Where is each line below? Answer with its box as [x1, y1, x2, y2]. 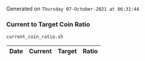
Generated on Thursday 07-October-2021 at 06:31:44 [6, 5, 140, 12]
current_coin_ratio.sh [6, 34, 63, 40]
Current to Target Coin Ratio [6, 20, 91, 28]
